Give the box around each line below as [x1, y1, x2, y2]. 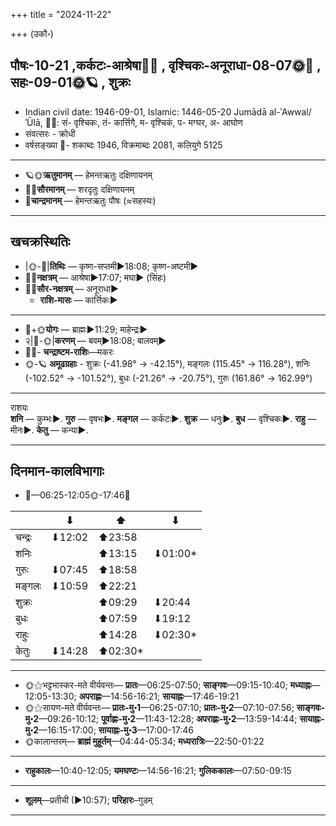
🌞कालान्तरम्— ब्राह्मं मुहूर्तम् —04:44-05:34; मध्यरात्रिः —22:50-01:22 [24, 735, 265, 748]
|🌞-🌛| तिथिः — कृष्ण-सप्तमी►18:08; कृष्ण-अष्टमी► [24, 260, 199, 272]
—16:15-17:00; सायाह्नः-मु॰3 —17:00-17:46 [38, 724, 194, 736]
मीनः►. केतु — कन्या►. [10, 424, 89, 436]
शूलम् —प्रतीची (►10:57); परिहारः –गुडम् [24, 794, 153, 806]
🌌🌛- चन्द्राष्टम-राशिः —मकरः [24, 345, 115, 358]
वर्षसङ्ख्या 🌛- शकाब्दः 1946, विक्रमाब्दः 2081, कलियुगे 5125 [24, 139, 223, 151]
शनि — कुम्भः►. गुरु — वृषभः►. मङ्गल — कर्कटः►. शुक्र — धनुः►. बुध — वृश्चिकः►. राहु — [10, 412, 317, 424]
